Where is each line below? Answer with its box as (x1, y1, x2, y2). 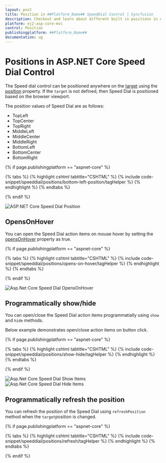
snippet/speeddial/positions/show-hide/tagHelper (5, 351, 107, 357)
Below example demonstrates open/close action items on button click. (5, 327, 148, 333)
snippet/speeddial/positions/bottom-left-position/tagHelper (5, 179, 126, 185)
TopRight (12, 123, 31, 129)
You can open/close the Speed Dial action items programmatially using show (5, 312, 160, 318)
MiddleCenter (12, 133, 41, 139)
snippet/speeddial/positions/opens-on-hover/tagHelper (5, 260, 119, 266)
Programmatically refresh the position (5, 395, 125, 404)
